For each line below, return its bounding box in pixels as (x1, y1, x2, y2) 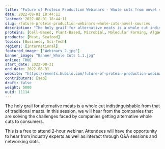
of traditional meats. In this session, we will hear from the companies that (5, 108, 153, 114)
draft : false (5, 80, 32, 85)
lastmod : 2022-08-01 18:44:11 (5, 16, 67, 21)
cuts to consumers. (5, 119, 44, 124)
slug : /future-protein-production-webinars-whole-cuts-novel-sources (5, 21, 151, 26)
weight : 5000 (5, 85, 32, 90)
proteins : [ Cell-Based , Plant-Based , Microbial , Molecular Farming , (5, 30, 148, 35)
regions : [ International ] (5, 44, 58, 49)
